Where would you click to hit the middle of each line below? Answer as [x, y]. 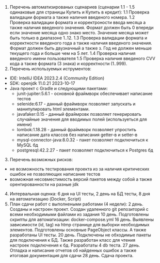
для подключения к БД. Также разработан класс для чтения [72, 240]
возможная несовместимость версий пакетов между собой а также [81, 179]
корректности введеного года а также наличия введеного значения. [81, 43]
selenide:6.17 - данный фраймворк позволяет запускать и [76, 104]
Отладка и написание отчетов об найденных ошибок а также [73, 250]
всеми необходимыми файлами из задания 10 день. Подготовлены [79, 214]
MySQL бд [27, 145]
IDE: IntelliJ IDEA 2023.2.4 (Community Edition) [57, 78]
